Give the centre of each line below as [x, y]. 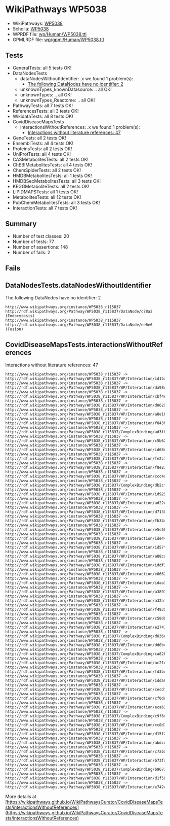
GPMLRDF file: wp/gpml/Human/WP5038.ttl [58, 40]
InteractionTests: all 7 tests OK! [45, 208]
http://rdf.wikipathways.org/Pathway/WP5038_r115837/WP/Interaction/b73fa [86, 760]
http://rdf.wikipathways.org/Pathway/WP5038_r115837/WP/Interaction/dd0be [86, 645]
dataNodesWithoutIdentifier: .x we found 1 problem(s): [76, 78]
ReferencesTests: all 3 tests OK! [46, 111]
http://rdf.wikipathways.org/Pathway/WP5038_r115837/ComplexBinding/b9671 [86, 769]
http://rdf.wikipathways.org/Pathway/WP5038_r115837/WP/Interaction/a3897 [86, 592]
